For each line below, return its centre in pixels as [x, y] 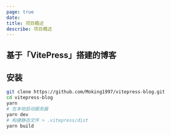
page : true [20, 12]
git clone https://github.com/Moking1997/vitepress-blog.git [86, 92]
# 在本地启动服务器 [27, 109]
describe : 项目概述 [29, 29]
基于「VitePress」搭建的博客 [62, 55]
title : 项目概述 [25, 23]
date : [13, 18]
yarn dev [17, 114]
